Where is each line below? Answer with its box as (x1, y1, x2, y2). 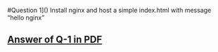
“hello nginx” (7, 13, 45, 22)
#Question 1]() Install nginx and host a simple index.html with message (7, 6, 212, 14)
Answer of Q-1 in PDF (7, 34, 103, 46)
